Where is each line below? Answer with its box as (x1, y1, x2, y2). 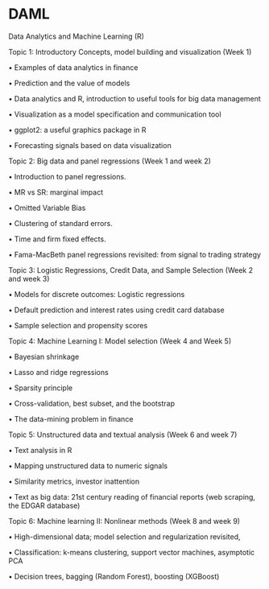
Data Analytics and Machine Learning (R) (8, 31, 145, 41)
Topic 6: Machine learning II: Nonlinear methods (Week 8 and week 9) (8, 516, 240, 525)
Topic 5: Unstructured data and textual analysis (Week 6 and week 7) (8, 430, 238, 439)
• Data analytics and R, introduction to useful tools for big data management (8, 93, 262, 103)
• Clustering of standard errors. (8, 218, 113, 228)
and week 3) (8, 274, 50, 283)
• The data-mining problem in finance (8, 414, 134, 423)
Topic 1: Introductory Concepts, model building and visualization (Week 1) (8, 47, 252, 56)
